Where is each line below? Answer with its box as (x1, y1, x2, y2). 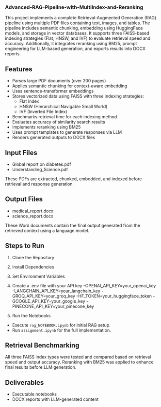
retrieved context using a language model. (5, 227, 90, 234)
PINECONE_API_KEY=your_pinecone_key (12, 303, 95, 309)
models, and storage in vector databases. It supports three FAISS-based (5, 31, 149, 36)
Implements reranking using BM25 (12, 124, 81, 130)
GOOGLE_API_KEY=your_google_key (12, 298, 86, 304)
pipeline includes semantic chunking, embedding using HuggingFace (5, 25, 143, 31)
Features (5, 65, 32, 73)
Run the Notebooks (12, 313, 51, 318)
